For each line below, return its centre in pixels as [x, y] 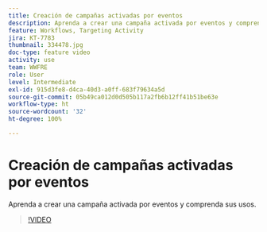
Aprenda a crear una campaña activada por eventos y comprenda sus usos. [132, 204]
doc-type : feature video [49, 52]
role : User [26, 75]
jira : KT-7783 [32, 38]
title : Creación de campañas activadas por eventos [95, 15]
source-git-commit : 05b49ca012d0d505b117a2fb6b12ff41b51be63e [113, 97]
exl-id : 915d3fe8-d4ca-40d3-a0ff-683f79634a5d [87, 89]
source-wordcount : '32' [48, 112]
